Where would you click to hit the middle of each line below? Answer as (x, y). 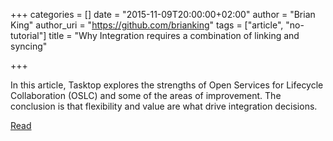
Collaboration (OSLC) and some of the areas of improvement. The (146, 95)
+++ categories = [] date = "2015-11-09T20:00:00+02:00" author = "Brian (163, 14)
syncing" (29, 46)
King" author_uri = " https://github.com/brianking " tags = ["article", (147, 25)
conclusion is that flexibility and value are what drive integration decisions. (164, 106)
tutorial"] (28, 35)
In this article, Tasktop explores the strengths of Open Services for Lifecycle (167, 85)
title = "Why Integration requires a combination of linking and (174, 35)
